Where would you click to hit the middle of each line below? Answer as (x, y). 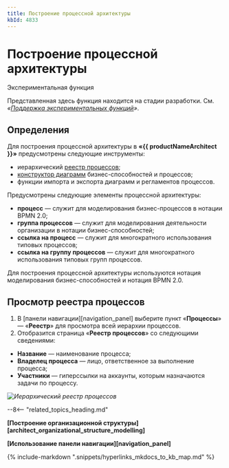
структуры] (121, 423)
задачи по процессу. (47, 383)
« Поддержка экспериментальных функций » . (73, 108)
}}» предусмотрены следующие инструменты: (76, 154)
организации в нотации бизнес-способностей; (86, 231)
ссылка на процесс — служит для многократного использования (114, 237)
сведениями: (36, 341)
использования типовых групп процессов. (80, 259)
